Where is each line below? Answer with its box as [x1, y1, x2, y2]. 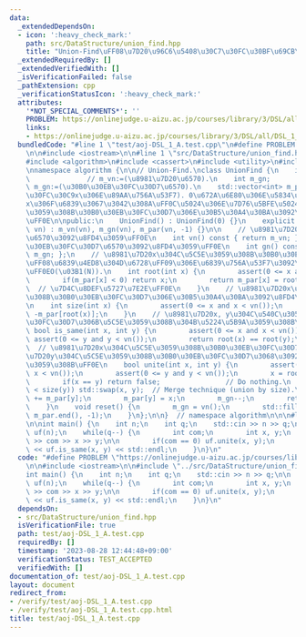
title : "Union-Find [25, 47, 100, 56]
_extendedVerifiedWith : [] [17, 65, 120, 74]
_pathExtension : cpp [17, 81, 96, 90]
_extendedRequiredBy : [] [17, 56, 112, 65]
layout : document [9, 580, 76, 590]
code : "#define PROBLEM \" [17, 453, 120, 462]
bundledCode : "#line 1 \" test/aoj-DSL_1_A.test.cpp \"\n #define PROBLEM [17, 140, 296, 149]
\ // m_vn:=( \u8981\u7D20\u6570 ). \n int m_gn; [25, 174, 271, 183]
